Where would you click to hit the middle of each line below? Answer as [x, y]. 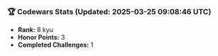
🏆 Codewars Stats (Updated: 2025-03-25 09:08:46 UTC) [109, 11]
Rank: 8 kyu [35, 30]
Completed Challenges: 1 [55, 45]
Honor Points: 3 [41, 38]
